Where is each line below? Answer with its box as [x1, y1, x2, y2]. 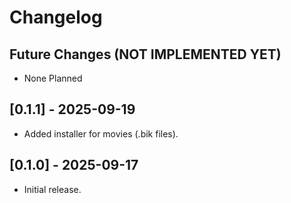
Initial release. [23, 183, 82, 195]
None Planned [23, 72, 83, 84]
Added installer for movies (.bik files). [23, 127, 179, 140]
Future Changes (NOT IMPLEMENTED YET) [9, 46, 282, 63]
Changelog [9, 6, 103, 29]
